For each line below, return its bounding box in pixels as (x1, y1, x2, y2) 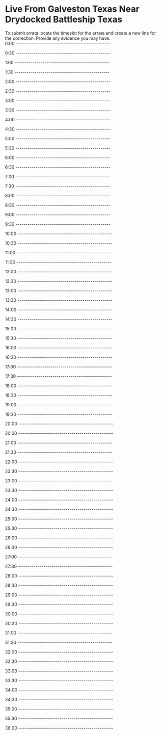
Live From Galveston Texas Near (5, 3, 140, 15)
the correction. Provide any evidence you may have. (5, 35, 110, 41)
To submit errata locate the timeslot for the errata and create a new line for (5, 30, 156, 36)
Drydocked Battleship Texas (5, 14, 123, 25)
